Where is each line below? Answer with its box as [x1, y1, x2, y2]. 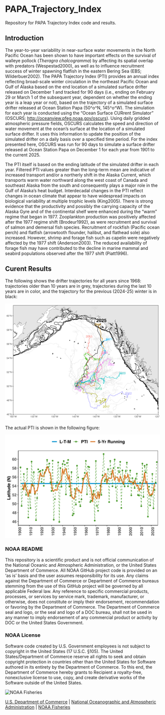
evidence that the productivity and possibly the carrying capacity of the [5, 203, 150, 209]
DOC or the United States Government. [5, 619, 84, 625]
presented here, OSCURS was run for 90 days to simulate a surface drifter [5, 141, 155, 147]
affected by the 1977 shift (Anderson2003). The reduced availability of [5, 240, 147, 246]
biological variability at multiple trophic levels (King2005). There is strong [5, 198, 153, 204]
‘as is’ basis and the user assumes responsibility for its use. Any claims [5, 573, 149, 579]
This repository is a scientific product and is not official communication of [5, 557, 154, 563]
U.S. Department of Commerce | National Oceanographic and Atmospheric [5, 699, 156, 705]
